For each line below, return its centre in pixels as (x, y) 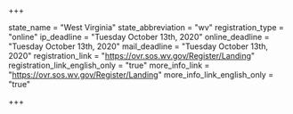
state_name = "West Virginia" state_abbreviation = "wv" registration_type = (146, 27)
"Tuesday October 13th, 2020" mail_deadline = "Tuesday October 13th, (138, 46)
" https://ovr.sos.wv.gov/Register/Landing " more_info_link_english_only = (141, 75)
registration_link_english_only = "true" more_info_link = (109, 65)
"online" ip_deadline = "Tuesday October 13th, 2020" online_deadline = (139, 37)
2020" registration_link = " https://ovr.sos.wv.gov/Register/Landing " (132, 56)
